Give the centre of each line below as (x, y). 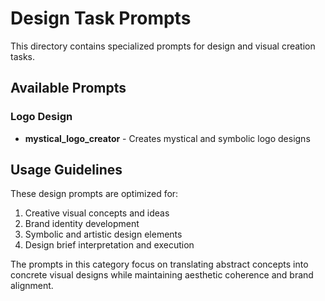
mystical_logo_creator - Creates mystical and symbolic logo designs (167, 138)
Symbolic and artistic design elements (103, 234)
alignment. (32, 286)
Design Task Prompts (101, 18)
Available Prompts (68, 88)
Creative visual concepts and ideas (97, 213)
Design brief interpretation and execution (109, 245)
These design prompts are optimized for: (94, 194)
